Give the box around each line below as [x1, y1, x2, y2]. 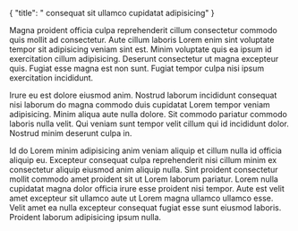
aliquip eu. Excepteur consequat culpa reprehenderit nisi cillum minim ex [9, 155, 277, 165]
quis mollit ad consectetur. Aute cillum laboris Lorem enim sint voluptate [9, 35, 275, 45]
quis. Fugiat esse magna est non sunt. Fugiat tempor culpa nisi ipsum [9, 63, 265, 73]
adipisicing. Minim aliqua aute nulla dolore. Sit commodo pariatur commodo [9, 109, 288, 119]
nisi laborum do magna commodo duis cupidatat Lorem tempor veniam [9, 99, 270, 110]
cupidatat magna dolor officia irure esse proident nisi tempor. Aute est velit [9, 184, 285, 193]
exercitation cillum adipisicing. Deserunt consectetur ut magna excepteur [9, 54, 279, 64]
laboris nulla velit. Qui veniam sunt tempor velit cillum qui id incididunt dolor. [9, 118, 289, 129]
